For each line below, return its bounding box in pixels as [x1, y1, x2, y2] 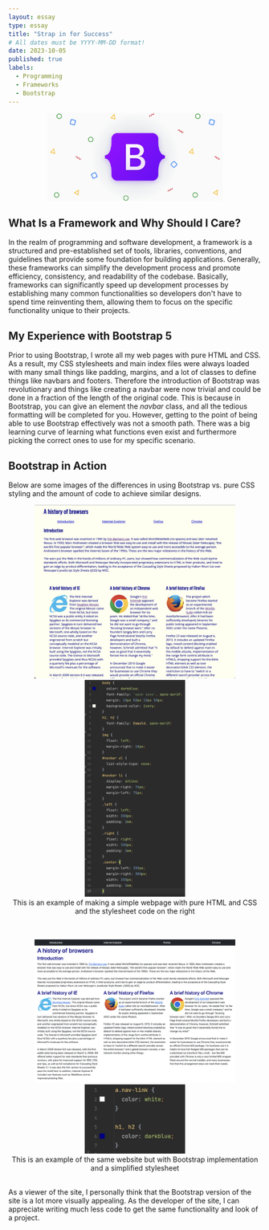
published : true [8, 55, 63, 63]
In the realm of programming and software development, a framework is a [8, 238, 253, 247]
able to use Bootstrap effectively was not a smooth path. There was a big [8, 418, 251, 429]
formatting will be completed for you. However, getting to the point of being [8, 410, 259, 420]
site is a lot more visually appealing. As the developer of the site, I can [8, 1196, 239, 1206]
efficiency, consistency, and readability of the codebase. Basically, [8, 271, 229, 281]
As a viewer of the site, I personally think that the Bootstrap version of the [8, 1187, 251, 1197]
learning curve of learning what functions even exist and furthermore [8, 427, 237, 437]
